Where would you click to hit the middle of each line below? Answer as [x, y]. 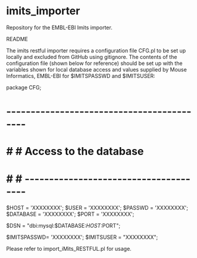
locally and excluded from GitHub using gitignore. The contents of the [92, 57]
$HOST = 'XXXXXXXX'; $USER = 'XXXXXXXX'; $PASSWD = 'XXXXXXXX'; [97, 208]
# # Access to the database [75, 152]
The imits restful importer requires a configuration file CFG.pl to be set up [96, 50]
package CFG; [24, 87]
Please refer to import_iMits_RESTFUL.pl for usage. [69, 249]
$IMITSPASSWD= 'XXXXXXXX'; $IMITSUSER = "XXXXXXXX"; [82, 237]
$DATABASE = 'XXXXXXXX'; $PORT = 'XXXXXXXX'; [70, 214]
